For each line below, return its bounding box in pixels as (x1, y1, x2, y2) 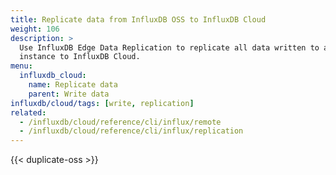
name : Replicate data (28, 80, 118, 90)
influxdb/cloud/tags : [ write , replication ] (10, 98, 195, 108)
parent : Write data (28, 89, 110, 99)
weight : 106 (10, 24, 60, 34)
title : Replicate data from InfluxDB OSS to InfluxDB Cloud (10, 14, 267, 25)
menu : (10, 61, 33, 71)
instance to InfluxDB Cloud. (19, 52, 141, 62)
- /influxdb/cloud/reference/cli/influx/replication (19, 126, 244, 136)
